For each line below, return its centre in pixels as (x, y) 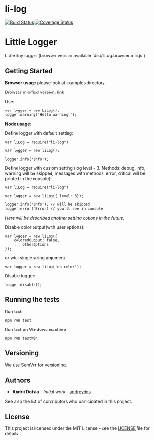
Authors (18, 380)
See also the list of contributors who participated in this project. (69, 401)
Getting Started (29, 71)
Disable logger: (20, 275)
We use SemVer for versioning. (36, 365)
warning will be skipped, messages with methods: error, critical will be (75, 173)
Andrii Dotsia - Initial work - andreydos (51, 392)
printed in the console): (28, 178)
